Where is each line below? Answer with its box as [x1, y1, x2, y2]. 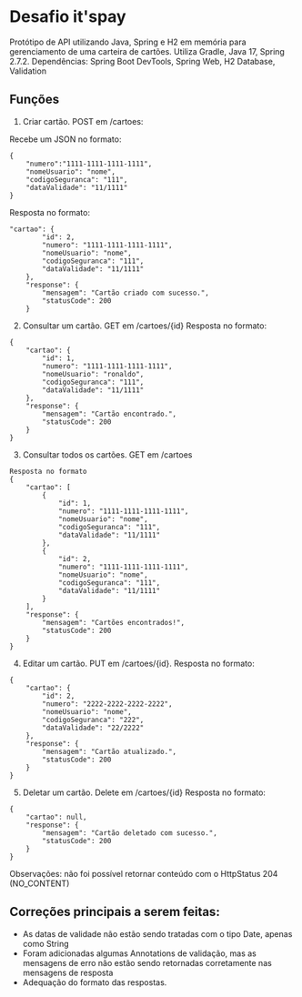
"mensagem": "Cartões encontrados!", [42, 618, 185, 627]
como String [22, 938, 70, 949]
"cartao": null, [25, 812, 88, 821]
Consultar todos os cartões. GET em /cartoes [22, 448, 193, 460]
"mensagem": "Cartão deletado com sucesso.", [42, 828, 218, 838]
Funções [9, 92, 60, 107]
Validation [9, 65, 47, 76]
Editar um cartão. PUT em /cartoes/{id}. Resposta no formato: [22, 658, 255, 669]
